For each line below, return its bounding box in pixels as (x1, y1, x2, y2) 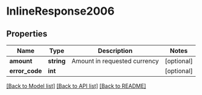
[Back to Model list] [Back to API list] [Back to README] (6, 82, 146, 90)
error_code (9, 67, 43, 75)
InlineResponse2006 (6, 4, 115, 18)
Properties (6, 29, 48, 39)
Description (97, 47, 133, 55)
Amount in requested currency (71, 57, 159, 65)
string (48, 57, 66, 65)
